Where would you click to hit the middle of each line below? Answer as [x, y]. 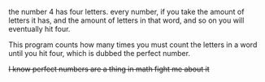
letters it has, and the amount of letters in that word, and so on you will [126, 20]
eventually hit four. [39, 29]
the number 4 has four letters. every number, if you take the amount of [126, 12]
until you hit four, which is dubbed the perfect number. [100, 53]
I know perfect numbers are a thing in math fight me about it [109, 69]
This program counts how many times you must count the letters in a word [133, 45]
